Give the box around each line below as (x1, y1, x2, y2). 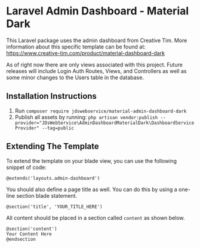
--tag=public (41, 125, 75, 131)
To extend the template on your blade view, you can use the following (6, 157, 177, 164)
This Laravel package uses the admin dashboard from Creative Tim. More (6, 37, 187, 44)
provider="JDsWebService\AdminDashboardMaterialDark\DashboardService (14, 120, 195, 126)
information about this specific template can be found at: (6, 43, 146, 50)
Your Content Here (6, 231, 52, 237)
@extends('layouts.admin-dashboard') (6, 175, 100, 181)
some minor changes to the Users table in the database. (6, 74, 144, 81)
